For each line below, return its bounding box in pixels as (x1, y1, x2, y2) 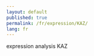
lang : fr (6, 26, 29, 32)
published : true (6, 15, 47, 21)
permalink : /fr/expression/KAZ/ (6, 20, 88, 26)
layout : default (6, 9, 47, 15)
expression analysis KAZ (6, 43, 68, 50)
